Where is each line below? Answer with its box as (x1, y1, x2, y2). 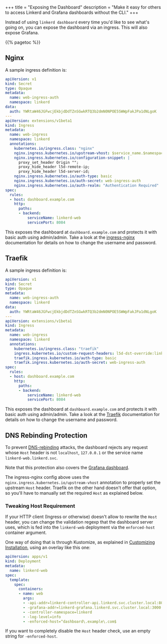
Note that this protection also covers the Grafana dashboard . (5, 465, 130, 471)
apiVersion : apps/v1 (5, 554, 48, 559)
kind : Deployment (5, 559, 41, 564)
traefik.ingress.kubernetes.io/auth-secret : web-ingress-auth (14, 360, 146, 365)
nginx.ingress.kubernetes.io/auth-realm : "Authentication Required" (14, 183, 159, 188)
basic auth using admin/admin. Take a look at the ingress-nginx (5, 234, 135, 240)
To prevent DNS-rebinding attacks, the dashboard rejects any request (5, 444, 148, 450)
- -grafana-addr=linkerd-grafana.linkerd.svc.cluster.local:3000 (23, 605, 162, 610)
